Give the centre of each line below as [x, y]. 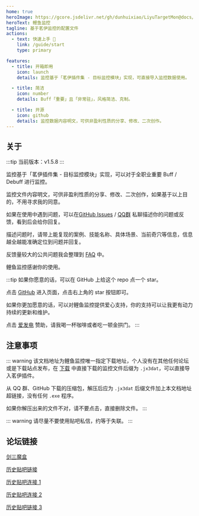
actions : [17, 34]
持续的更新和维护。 [30, 313]
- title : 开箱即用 [32, 66]
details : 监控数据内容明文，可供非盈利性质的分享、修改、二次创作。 [91, 121]
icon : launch [33, 72]
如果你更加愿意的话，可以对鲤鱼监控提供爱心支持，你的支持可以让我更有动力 [99, 305]
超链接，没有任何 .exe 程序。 [41, 396]
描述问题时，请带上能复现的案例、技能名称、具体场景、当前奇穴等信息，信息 [99, 234]
